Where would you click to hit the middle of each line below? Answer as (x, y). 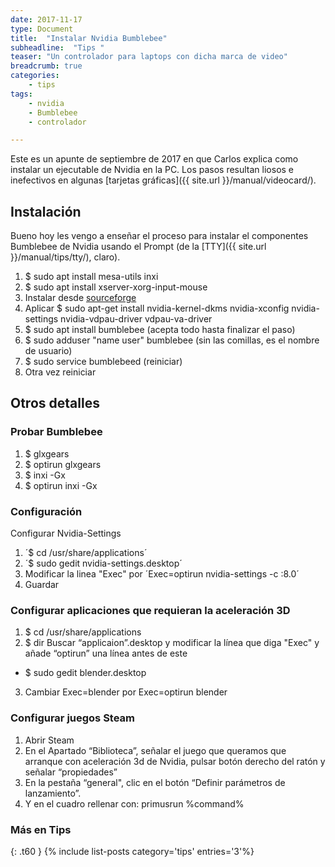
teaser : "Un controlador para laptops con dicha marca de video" (149, 57)
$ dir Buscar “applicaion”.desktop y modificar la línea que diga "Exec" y (172, 643)
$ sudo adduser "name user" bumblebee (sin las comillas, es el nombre (172, 340)
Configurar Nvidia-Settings (66, 533)
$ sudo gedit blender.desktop (85, 673)
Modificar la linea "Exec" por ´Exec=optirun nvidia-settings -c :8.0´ (162, 574)
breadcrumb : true (46, 66)
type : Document (42, 29)
